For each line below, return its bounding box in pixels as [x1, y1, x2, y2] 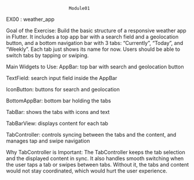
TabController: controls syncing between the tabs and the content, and [6, 131, 176, 138]
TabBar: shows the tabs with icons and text [6, 109, 110, 115]
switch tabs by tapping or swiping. [6, 52, 89, 58]
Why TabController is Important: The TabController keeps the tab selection [6, 149, 185, 155]
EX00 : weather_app [6, 16, 55, 23]
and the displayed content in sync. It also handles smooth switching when [6, 155, 184, 162]
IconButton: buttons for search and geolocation [6, 86, 120, 93]
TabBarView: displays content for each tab [6, 120, 109, 127]
